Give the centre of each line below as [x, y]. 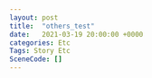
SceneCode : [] [36, 59]
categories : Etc [40, 43]
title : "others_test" [52, 26]
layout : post [34, 17]
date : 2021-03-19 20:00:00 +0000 [76, 34]
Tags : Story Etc [40, 51]
